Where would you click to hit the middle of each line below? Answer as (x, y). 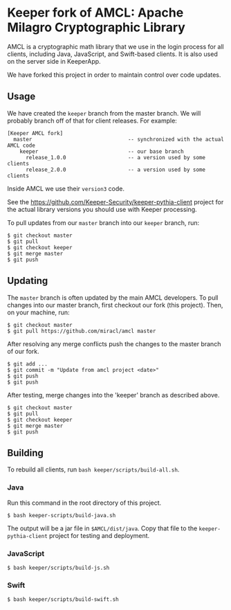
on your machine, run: (39, 312)
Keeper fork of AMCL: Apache (95, 13)
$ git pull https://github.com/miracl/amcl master (82, 331)
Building (25, 452)
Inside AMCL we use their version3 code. (66, 188)
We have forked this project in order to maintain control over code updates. (114, 75)
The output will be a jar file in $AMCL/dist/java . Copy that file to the (102, 528)
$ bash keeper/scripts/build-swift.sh (63, 600)
